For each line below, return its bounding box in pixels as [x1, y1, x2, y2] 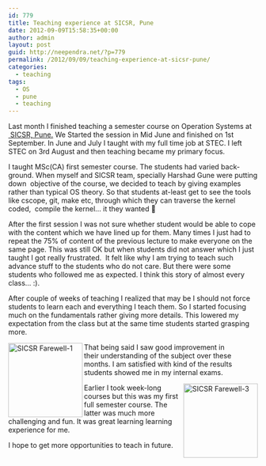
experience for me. [8, 425, 70, 435]
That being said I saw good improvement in [84, 343, 226, 352]
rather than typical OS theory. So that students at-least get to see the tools [8, 188, 252, 197]
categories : [8, 63, 47, 71]
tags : [8, 78, 26, 85]
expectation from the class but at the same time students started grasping [8, 319, 250, 328]
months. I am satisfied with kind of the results [84, 359, 233, 369]
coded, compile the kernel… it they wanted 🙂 [8, 204, 156, 214]
